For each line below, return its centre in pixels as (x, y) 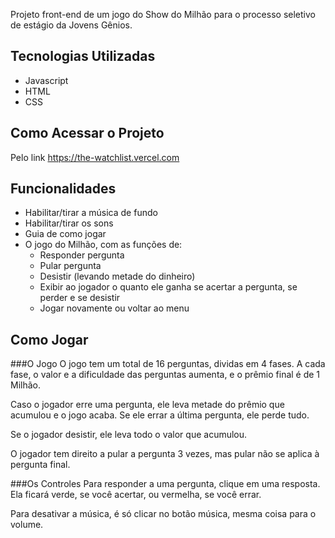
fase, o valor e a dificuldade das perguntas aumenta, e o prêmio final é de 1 (165, 375)
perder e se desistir (80, 298)
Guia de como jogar (65, 234)
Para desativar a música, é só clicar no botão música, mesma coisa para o (163, 514)
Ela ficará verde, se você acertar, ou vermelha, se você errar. (136, 495)
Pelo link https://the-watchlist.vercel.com (95, 157)
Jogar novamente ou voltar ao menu (114, 308)
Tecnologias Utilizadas (83, 56)
